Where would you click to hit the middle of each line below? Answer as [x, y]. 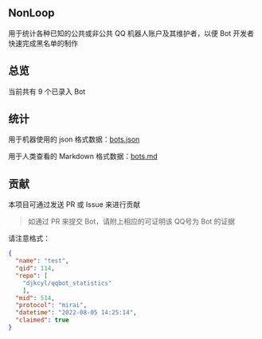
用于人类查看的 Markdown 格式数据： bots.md [83, 156]
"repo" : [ [31, 275]
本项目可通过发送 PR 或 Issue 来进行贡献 [74, 205]
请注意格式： [29, 239]
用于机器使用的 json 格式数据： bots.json [74, 139]
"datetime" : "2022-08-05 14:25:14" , [76, 313]
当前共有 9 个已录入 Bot [47, 92]
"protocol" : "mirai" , [51, 306]
